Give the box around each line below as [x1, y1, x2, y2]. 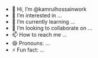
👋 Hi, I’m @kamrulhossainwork [11, 6, 87, 12]
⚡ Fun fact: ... [11, 46, 45, 53]
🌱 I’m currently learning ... [11, 18, 75, 25]
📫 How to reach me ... [11, 31, 67, 38]
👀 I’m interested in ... [11, 12, 62, 19]
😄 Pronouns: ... [11, 40, 50, 47]
